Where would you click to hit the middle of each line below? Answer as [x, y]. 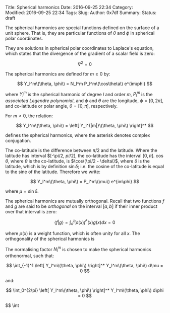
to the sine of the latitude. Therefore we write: [53, 172]
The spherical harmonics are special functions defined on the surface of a [82, 28]
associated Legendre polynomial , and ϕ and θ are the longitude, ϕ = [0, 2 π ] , [84, 101]
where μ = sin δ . [22, 191]
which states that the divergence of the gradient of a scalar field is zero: [80, 53]
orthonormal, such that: [30, 256]
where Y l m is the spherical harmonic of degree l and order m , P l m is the [79, 94]
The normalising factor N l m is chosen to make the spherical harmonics [78, 249]
